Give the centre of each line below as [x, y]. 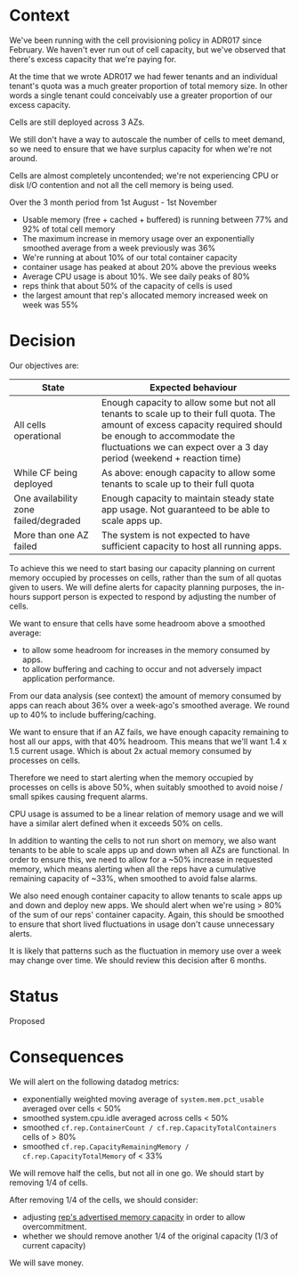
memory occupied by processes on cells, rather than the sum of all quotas [145, 577]
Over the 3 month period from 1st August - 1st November [113, 202]
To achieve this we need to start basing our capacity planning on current [142, 568]
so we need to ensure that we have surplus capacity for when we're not [141, 149]
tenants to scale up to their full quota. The [188, 413]
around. [24, 158]
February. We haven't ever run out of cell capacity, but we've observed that [148, 49]
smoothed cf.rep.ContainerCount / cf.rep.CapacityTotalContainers [149, 1127]
